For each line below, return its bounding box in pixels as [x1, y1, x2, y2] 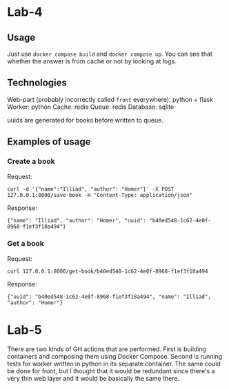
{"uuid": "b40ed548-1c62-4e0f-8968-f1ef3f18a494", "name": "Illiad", [7, 293, 212, 300]
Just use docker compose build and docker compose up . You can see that [7, 50, 212, 58]
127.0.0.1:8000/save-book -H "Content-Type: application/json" [7, 191, 193, 198]
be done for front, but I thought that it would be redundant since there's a [7, 366, 215, 375]
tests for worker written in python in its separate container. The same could [7, 359, 221, 368]
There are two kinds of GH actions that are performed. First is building [7, 345, 207, 353]
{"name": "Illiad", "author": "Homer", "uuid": [7, 217, 147, 224]
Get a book [7, 239, 45, 249]
